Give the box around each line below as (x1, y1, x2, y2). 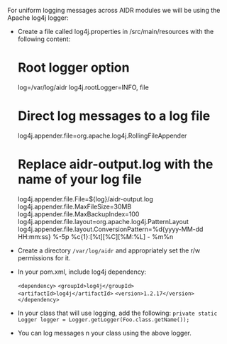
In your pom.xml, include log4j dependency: (17, 267, 147, 276)
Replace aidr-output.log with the (17, 156, 214, 172)
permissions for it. (17, 253, 71, 262)
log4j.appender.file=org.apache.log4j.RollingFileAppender (17, 131, 187, 140)
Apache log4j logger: (7, 13, 69, 22)
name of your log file (17, 172, 142, 187)
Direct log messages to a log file (17, 108, 211, 124)
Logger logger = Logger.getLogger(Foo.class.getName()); (17, 316, 190, 323)
